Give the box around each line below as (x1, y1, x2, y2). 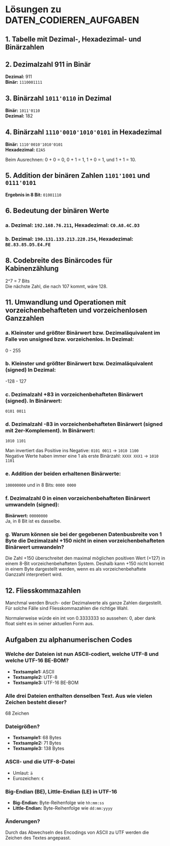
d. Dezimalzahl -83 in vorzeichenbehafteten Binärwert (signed (5, 420, 163, 428)
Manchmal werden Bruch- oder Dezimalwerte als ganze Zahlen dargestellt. (5, 600, 163, 606)
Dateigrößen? (5, 723, 40, 730)
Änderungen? (5, 817, 40, 825)
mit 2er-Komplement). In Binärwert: (5, 427, 95, 434)
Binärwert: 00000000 (5, 512, 48, 519)
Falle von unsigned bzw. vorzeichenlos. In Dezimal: (5, 336, 134, 343)
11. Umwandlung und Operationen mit (5, 298, 126, 307)
